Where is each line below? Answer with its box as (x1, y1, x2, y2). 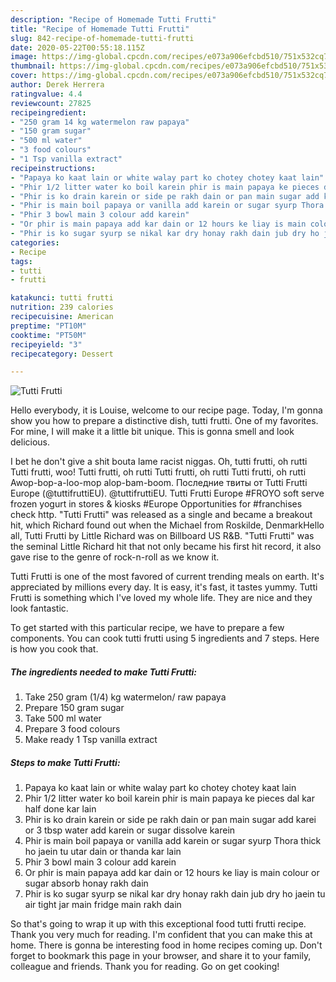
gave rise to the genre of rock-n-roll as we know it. (10, 551, 220, 563)
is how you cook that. (10, 643, 99, 655)
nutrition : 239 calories (10, 302, 114, 313)
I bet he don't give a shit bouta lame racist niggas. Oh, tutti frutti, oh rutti (10, 456, 308, 468)
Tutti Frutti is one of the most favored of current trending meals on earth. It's (10, 571, 325, 583)
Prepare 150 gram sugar (24, 702, 125, 714)
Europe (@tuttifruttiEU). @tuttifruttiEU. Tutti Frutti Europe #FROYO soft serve (10, 487, 325, 500)
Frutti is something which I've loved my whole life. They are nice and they (10, 592, 313, 604)
